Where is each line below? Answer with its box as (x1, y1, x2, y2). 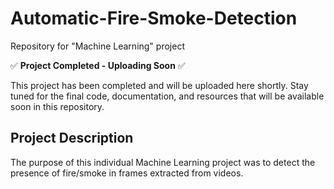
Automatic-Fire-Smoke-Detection (10, 7, 298, 30)
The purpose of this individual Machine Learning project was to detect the (10, 156, 316, 168)
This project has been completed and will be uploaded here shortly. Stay (10, 79, 309, 91)
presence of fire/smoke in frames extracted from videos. (10, 167, 244, 179)
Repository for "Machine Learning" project (10, 40, 185, 52)
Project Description (10, 130, 134, 147)
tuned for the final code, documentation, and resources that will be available (10, 90, 325, 102)
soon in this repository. (10, 100, 105, 112)
